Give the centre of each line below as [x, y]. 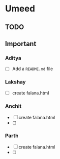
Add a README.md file [32, 69]
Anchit [13, 106]
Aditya [13, 58]
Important [21, 43]
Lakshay [15, 82]
